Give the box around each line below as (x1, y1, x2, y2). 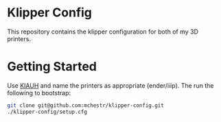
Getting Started (7, 59, 97, 75)
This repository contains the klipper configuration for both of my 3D (7, 27, 199, 36)
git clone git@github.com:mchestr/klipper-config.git (7, 101, 165, 109)
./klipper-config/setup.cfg (7, 108, 88, 115)
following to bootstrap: (7, 88, 71, 97)
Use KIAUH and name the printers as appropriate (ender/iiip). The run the (7, 81, 214, 90)
